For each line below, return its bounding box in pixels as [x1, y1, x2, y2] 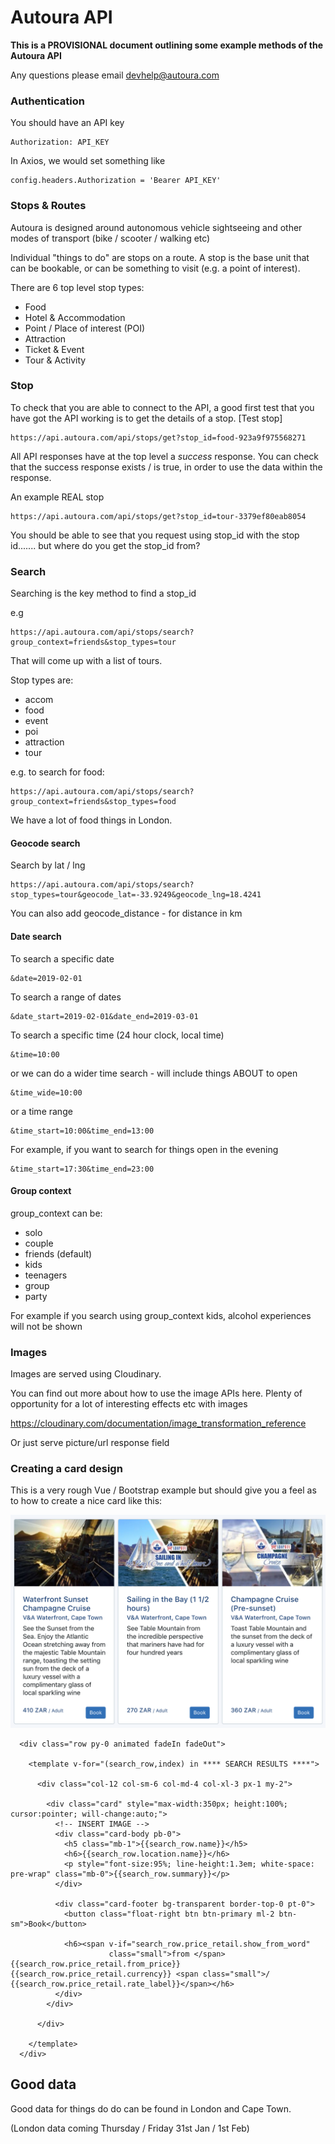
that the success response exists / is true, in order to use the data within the [10, 461, 323, 473]
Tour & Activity [24, 354, 87, 366]
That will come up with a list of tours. [10, 655, 163, 667]
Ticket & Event [24, 343, 85, 355]
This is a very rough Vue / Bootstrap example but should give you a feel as [10, 1484, 317, 1496]
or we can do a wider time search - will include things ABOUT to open [10, 1067, 298, 1079]
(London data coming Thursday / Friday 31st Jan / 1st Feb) [10, 2122, 250, 2134]
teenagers [24, 1269, 68, 1281]
